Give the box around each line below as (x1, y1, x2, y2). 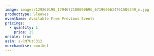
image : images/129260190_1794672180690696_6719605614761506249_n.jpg (5, 7, 150, 12)
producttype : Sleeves (5, 12, 49, 17)
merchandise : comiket (5, 43, 49, 48)
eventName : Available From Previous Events (5, 16, 95, 21)
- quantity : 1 (9, 25, 38, 30)
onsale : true (5, 35, 32, 39)
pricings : (5, 20, 25, 26)
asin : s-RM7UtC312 (5, 39, 42, 44)
